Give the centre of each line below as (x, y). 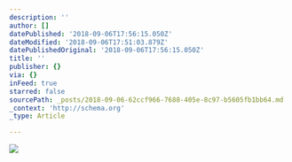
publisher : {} (36, 67)
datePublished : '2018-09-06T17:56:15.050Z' (91, 34)
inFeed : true (33, 83)
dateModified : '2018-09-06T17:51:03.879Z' (89, 42)
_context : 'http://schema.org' (67, 108)
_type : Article (37, 116)
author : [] (29, 26)
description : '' (39, 17)
